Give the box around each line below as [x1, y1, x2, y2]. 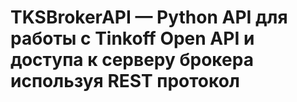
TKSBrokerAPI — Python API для [10, 6, 288, 29]
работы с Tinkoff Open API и [10, 27, 255, 50]
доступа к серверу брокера [10, 49, 254, 71]
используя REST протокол [10, 70, 240, 93]
